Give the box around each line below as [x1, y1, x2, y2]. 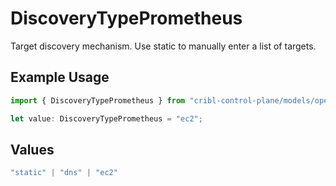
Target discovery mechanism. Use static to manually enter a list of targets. [10, 40, 317, 52]
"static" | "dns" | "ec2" [10, 168, 118, 178]
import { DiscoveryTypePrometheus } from [10, 95, 186, 106]
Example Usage [10, 69, 110, 86]
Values [10, 141, 55, 158]
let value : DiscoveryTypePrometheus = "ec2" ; [10, 113, 203, 124]
